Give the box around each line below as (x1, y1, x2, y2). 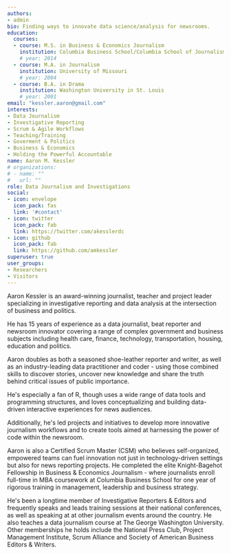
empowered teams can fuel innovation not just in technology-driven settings (7, 453, 223, 462)
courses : (13, 36, 38, 43)
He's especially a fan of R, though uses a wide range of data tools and (7, 390, 206, 398)
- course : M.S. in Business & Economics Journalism (13, 42, 165, 49)
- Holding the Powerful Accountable (7, 151, 112, 158)
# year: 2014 (19, 55, 57, 62)
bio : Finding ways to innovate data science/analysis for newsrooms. (7, 23, 211, 30)
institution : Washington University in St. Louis (19, 87, 165, 94)
